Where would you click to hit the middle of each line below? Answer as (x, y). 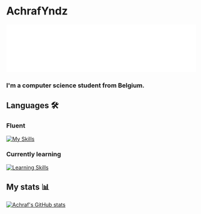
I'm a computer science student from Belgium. (76, 85)
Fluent (16, 126)
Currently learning (34, 154)
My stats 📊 (28, 187)
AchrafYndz (37, 11)
